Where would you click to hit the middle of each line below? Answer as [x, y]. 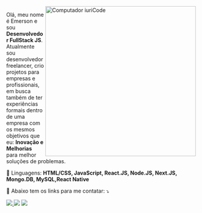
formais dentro [25, 110]
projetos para [23, 72]
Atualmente [20, 46]
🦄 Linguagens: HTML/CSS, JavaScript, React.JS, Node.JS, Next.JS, [92, 173]
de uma [16, 117]
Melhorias [19, 148]
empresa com [23, 123]
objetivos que [23, 136]
